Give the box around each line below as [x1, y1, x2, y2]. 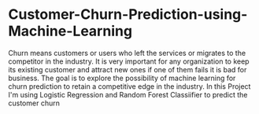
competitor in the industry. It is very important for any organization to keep [8, 57, 250, 66]
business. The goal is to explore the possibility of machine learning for [8, 73, 236, 83]
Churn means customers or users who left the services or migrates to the [8, 48, 246, 57]
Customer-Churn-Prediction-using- [8, 6, 248, 24]
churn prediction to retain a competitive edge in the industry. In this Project [8, 81, 251, 91]
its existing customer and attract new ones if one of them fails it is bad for [8, 64, 247, 74]
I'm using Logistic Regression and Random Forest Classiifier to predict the [8, 90, 248, 99]
